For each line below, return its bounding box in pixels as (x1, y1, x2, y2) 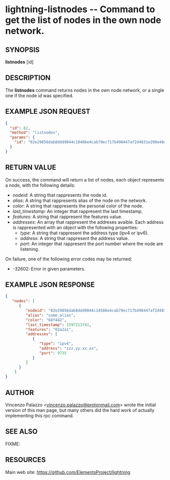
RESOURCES (5, 456, 46, 464)
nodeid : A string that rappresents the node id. (12, 192, 108, 198)
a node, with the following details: (5, 182, 75, 188)
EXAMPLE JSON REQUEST (5, 107, 91, 116)
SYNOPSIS (5, 45, 40, 54)
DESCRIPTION (5, 74, 51, 82)
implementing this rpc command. (5, 412, 74, 418)
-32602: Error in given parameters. (12, 265, 86, 272)
